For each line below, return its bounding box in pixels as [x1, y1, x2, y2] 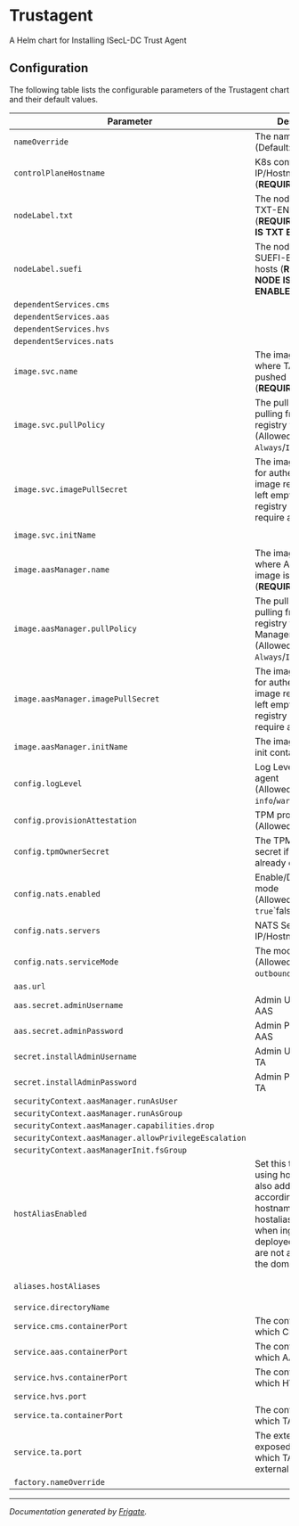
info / [255, 794, 277, 807]
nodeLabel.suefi [13, 264, 83, 274]
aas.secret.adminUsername [13, 1000, 124, 1010]
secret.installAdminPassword [13, 1077, 137, 1087]
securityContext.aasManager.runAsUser [13, 1095, 178, 1106]
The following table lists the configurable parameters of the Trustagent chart [9, 84, 290, 94]
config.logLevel [13, 778, 83, 789]
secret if [255, 845, 289, 857]
